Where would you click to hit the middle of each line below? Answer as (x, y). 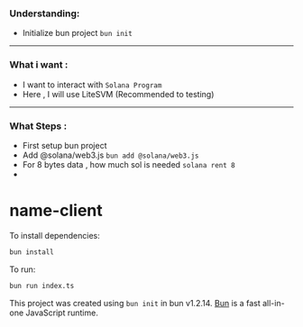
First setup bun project (64, 145)
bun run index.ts (42, 286)
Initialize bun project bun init (77, 33)
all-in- (274, 303)
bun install (32, 252)
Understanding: (45, 14)
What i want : (39, 65)
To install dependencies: (55, 235)
